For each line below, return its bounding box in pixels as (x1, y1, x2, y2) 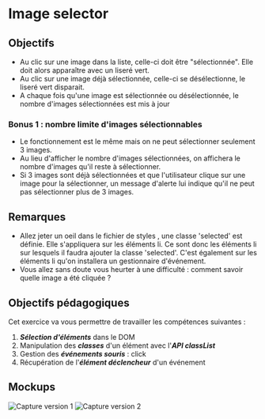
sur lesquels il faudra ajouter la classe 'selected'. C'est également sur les (19, 248, 257, 258)
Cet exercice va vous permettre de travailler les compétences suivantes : (8, 317, 246, 327)
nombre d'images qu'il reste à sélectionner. (19, 162, 161, 172)
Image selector (8, 5, 109, 23)
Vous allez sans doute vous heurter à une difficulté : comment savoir (19, 265, 244, 274)
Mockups (8, 380, 56, 394)
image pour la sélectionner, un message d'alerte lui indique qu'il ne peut (19, 179, 255, 188)
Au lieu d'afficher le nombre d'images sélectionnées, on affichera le (19, 153, 241, 163)
